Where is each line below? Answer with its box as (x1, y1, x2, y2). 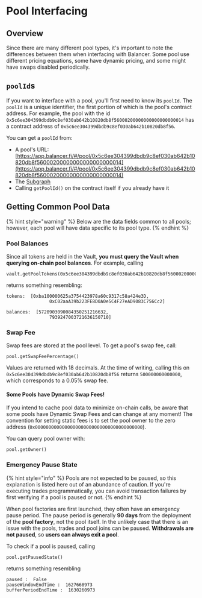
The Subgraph (14, 178, 51, 185)
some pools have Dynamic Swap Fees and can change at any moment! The (6, 411, 193, 418)
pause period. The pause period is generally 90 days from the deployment (6, 511, 191, 519)
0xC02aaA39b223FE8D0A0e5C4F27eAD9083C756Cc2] (49, 298, 165, 304)
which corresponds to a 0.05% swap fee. (6, 377, 108, 384)
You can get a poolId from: (6, 134, 73, 141)
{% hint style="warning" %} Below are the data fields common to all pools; (6, 218, 191, 225)
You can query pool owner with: (6, 435, 85, 442)
